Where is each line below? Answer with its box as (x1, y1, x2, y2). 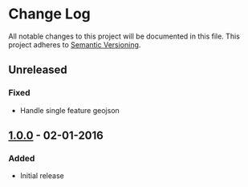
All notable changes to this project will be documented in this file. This (8, 31, 241, 41)
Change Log (8, 5, 91, 23)
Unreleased (8, 63, 68, 77)
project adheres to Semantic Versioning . (8, 39, 141, 49)
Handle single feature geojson (19, 105, 120, 115)
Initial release (19, 171, 64, 181)
